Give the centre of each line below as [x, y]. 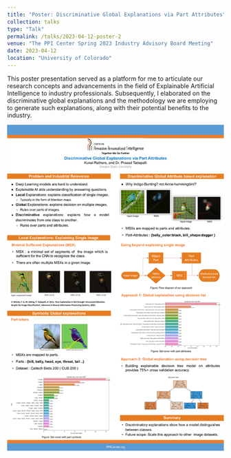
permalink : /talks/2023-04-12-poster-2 [64, 37]
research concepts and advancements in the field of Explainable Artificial [111, 85]
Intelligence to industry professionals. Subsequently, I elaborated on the [109, 93]
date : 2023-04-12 [32, 51]
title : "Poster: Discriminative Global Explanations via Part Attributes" [117, 14]
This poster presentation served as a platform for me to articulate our [105, 79]
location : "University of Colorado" [59, 59]
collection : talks [33, 22]
